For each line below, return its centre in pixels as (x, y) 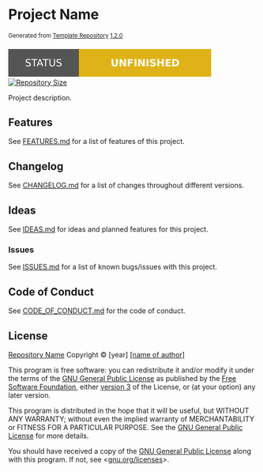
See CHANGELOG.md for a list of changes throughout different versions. (126, 185)
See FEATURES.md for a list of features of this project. (97, 142)
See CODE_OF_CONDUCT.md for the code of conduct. (97, 311)
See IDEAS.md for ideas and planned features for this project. (108, 229)
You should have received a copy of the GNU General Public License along (130, 451)
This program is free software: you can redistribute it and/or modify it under (131, 370)
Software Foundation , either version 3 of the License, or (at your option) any (132, 387)
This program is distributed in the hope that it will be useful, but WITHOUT (129, 410)
